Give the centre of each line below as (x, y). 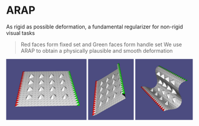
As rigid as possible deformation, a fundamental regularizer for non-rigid (95, 27)
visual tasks (21, 33)
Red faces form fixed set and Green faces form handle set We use (101, 44)
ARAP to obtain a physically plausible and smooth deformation (97, 50)
